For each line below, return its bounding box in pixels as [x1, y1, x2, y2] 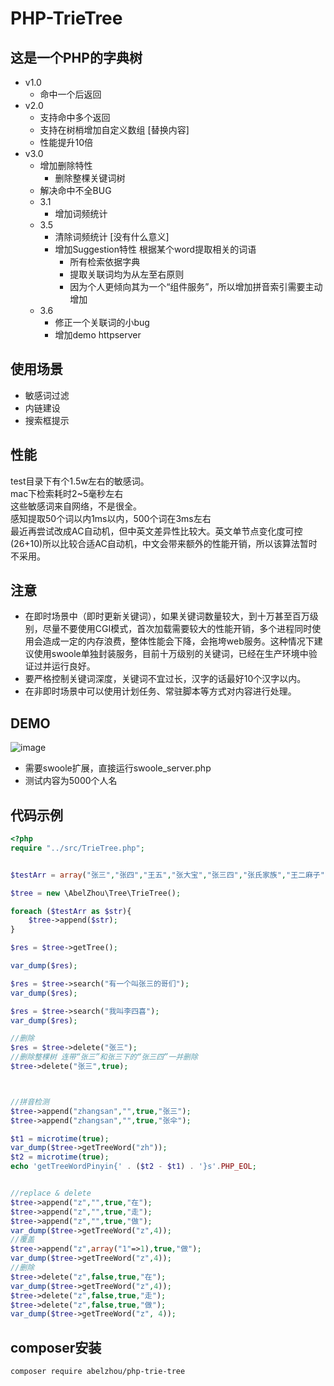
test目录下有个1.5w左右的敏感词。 [10, 475, 150, 487]
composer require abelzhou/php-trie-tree [10, 1367, 186, 1377]
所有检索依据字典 [69, 256, 141, 267]
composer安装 [10, 1339, 102, 1356]
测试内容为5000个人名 [24, 775, 118, 787]
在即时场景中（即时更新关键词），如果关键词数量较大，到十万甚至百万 [24, 610, 310, 622]
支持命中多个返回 [39, 112, 111, 123]
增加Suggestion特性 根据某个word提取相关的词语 [54, 243, 257, 255]
